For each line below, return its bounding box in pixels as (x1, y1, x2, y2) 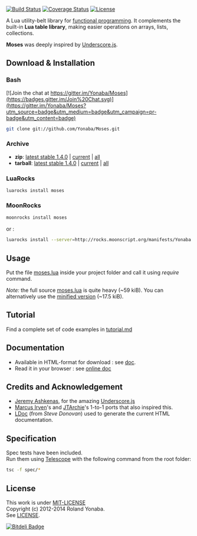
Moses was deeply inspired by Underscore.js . (6, 41, 118, 48)
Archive (6, 139, 29, 148)
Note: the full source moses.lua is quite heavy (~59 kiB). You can (6, 287, 164, 294)
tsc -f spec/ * (6, 467, 41, 473)
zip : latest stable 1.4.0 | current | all (14, 153, 100, 160)
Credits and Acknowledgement (6, 382, 123, 392)
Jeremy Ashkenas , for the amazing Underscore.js (14, 398, 136, 405)
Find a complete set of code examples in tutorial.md (6, 326, 133, 333)
